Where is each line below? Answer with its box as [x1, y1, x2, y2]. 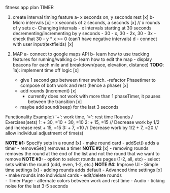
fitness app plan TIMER [5, 5, 54, 10]
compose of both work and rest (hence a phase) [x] [20, 82, 128, 88]
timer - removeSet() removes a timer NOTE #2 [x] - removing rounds [5, 145, 149, 151]
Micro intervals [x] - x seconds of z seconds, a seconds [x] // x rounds [12, 20, 160, 25]
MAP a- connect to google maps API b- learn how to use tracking [12, 51, 150, 57]
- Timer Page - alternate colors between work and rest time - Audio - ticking [5, 178, 165, 183]
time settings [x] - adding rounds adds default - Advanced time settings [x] [5, 167, 162, 173]
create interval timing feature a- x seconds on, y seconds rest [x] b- [12, 14, 155, 20]
